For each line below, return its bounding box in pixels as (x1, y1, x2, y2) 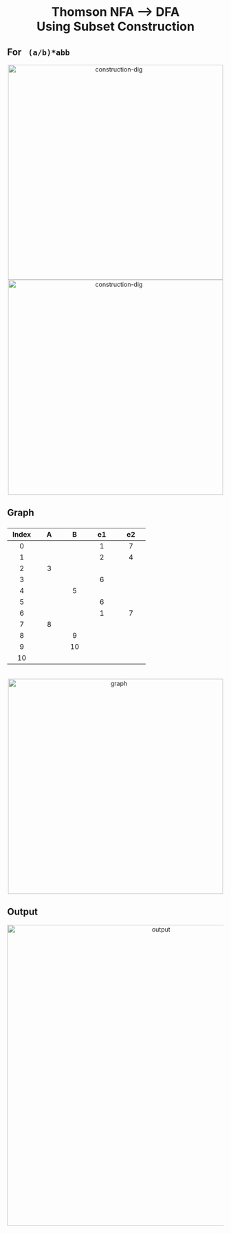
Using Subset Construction (36, 19, 195, 34)
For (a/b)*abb (7, 46, 70, 58)
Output (7, 906, 38, 918)
